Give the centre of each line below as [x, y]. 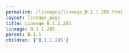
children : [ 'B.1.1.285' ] [37, 40]
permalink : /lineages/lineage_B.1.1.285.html [64, 12]
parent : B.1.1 [24, 35]
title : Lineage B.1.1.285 [38, 23]
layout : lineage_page [33, 18]
